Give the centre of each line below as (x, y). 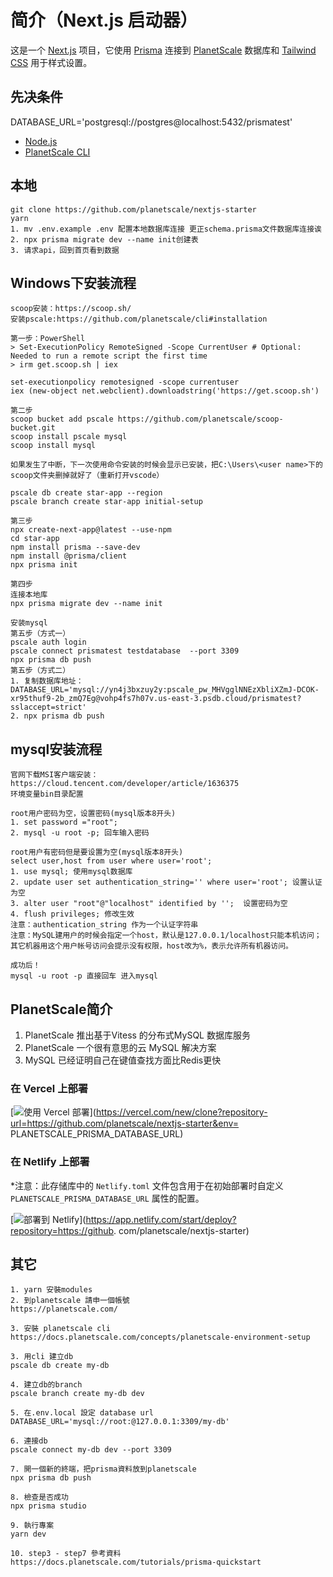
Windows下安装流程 (73, 282)
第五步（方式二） (40, 671)
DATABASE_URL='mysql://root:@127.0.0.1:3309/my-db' (120, 1422)
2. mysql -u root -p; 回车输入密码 (80, 833)
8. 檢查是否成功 (39, 1497)
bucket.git (33, 428)
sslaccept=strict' (48, 707)
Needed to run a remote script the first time (109, 356)
